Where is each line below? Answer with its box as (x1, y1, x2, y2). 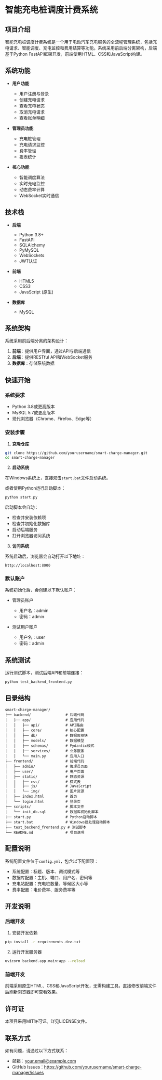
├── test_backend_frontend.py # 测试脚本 (5, 825, 87, 830)
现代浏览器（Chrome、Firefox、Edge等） (12, 416, 94, 422)
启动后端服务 (12, 527, 38, 532)
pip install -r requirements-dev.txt (5, 939, 81, 945)
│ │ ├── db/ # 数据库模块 (5, 733, 88, 738)
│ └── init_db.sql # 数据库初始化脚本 (5, 809, 99, 814)
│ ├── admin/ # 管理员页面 (5, 764, 88, 769)
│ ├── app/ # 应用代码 (5, 717, 84, 723)
